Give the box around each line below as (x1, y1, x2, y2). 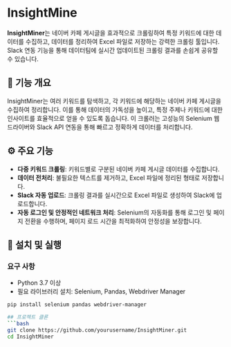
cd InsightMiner (7, 333, 54, 340)
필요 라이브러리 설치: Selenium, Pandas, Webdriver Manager (17, 287, 186, 296)
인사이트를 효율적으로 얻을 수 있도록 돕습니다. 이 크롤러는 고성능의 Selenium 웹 (7, 114, 220, 122)
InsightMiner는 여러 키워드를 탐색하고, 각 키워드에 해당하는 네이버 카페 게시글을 (7, 96, 221, 105)
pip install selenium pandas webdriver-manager (7, 301, 147, 308)
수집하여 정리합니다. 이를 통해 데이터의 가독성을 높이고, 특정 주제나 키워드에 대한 (7, 105, 223, 114)
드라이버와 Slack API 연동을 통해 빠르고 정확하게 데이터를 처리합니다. (7, 123, 193, 131)
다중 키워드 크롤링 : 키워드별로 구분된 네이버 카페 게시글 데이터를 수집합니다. (17, 164, 220, 173)
